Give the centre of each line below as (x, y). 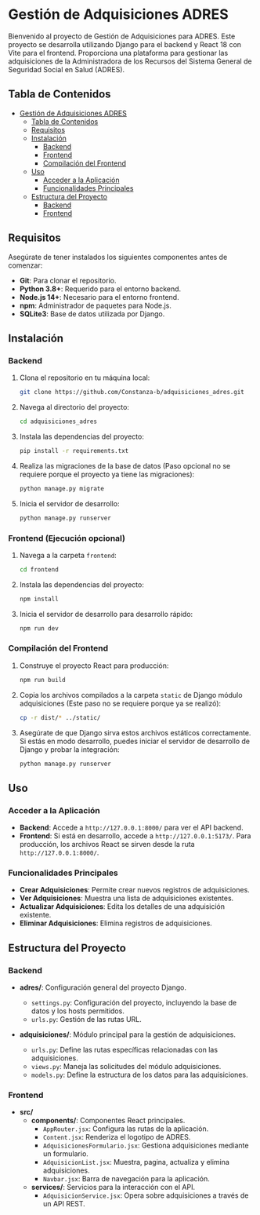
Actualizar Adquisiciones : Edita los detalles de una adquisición (122, 907)
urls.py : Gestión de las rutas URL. (87, 1020)
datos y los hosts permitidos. (78, 1011)
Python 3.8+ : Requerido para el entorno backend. (100, 289)
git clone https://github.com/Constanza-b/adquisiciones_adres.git (132, 392)
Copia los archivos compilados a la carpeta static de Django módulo (131, 695)
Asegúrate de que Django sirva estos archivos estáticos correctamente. (135, 732)
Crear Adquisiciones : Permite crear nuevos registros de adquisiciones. (135, 890)
